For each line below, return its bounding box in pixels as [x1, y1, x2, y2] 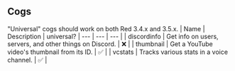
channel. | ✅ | [7, 55, 48, 64]
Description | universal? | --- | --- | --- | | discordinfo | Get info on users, [7, 32, 219, 40]
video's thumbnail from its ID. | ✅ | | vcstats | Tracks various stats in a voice [7, 48, 229, 56]
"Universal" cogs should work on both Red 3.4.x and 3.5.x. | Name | [7, 24, 205, 33]
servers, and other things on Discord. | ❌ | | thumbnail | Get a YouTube [7, 39, 213, 48]
